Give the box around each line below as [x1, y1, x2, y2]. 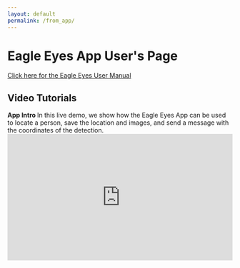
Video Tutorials [7, 92, 77, 104]
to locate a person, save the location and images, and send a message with [7, 118, 229, 127]
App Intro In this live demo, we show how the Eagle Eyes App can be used [7, 111, 226, 120]
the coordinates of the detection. [7, 126, 104, 135]
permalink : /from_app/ [7, 17, 75, 24]
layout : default [7, 10, 56, 18]
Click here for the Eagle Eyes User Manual [7, 71, 131, 80]
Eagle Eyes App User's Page [7, 48, 179, 64]
